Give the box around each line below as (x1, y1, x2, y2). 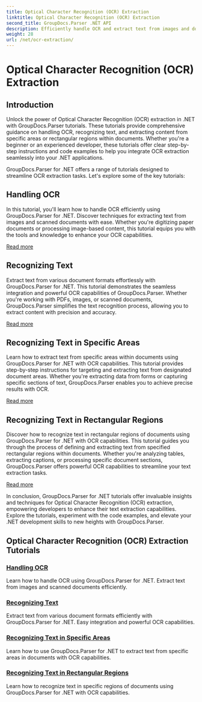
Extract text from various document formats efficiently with (6, 612, 153, 619)
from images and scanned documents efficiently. (6, 583, 127, 590)
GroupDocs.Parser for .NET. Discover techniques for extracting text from (6, 212, 186, 219)
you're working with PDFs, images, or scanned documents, (6, 296, 153, 303)
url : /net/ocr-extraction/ (6, 37, 74, 43)
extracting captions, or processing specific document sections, (6, 457, 163, 464)
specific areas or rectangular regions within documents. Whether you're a (6, 135, 189, 142)
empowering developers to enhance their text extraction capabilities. (6, 505, 177, 513)
